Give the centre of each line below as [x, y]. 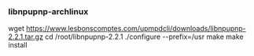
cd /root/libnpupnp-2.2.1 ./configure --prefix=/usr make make [144, 37]
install [18, 45]
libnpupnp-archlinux [48, 12]
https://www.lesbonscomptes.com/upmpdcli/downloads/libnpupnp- [136, 29]
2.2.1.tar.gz [26, 37]
